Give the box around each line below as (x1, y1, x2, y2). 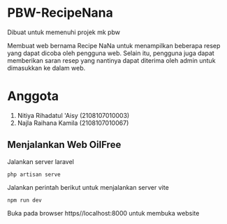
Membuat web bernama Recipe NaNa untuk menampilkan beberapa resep (7, 41, 221, 50)
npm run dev (7, 197, 42, 204)
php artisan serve (7, 171, 61, 178)
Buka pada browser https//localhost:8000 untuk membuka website (7, 209, 200, 217)
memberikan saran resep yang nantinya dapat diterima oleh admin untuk (7, 56, 216, 64)
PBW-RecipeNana (7, 5, 114, 21)
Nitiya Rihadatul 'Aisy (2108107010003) (17, 111, 130, 119)
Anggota (7, 89, 59, 104)
